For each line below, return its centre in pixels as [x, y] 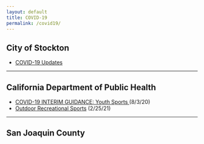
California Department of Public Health [81, 87]
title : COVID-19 [27, 18]
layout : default [27, 12]
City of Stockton [38, 48]
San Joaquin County [46, 133]
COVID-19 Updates [39, 63]
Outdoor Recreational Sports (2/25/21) [63, 108]
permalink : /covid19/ [34, 23]
